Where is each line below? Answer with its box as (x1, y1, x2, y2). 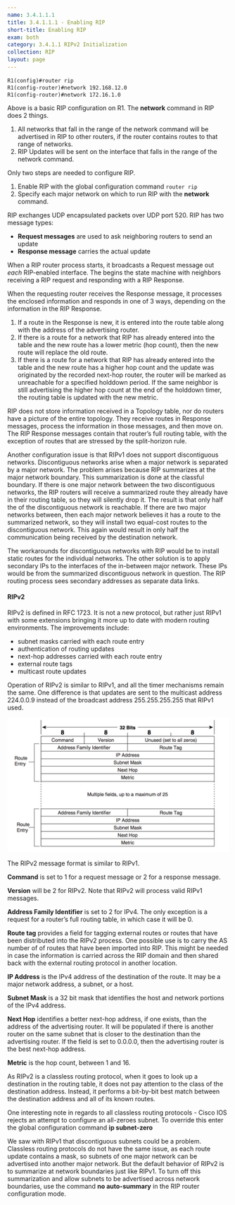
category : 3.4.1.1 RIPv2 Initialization (7, 41, 128, 49)
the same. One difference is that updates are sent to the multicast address (7, 688, 223, 697)
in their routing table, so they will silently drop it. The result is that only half (7, 495, 224, 504)
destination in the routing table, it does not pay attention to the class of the (7, 1080, 224, 1089)
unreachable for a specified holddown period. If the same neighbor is (17, 378, 219, 386)
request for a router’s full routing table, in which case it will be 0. (7, 915, 193, 924)
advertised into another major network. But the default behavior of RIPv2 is (7, 1160, 224, 1168)
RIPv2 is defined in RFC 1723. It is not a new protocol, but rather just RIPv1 (7, 609, 222, 617)
